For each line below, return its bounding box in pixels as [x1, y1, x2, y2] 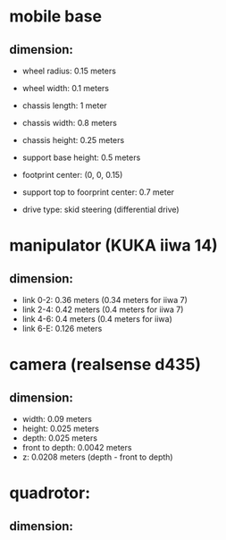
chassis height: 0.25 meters [21, 135, 125, 145]
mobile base [9, 6, 103, 27]
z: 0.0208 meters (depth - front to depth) [21, 451, 173, 462]
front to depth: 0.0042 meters [21, 443, 132, 452]
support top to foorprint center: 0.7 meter [21, 187, 175, 198]
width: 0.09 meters [21, 414, 92, 424]
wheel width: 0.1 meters [21, 83, 110, 93]
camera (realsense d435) [9, 355, 202, 375]
